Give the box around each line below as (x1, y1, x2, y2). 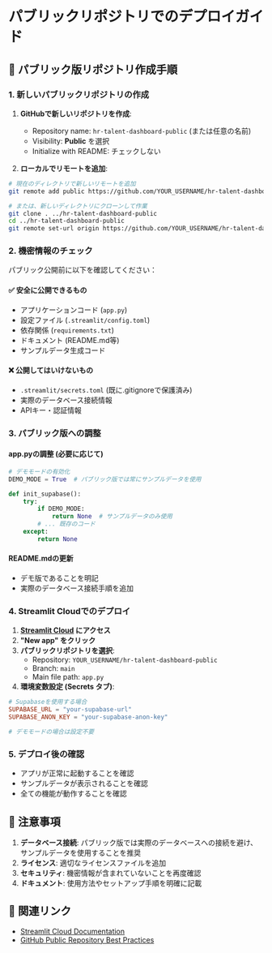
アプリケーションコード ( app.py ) (19, 305, 128, 315)
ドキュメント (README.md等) (19, 335, 120, 345)
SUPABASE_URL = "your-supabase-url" (8, 706, 132, 714)
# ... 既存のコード (37, 520, 96, 528)
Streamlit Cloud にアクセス (19, 625, 111, 635)
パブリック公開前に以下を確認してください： (8, 265, 158, 275)
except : (23, 528, 49, 536)
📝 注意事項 (8, 814, 61, 828)
